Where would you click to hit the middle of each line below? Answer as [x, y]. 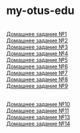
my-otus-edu [40, 11]
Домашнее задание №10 [38, 104]
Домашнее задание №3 [37, 47]
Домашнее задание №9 [37, 85]
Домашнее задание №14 [38, 123]
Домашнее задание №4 [37, 53]
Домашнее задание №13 [38, 117]
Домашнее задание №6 [37, 66]
